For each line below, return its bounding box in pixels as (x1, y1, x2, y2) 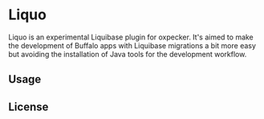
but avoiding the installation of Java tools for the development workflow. (8, 49, 247, 59)
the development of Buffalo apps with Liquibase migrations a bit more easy (8, 40, 257, 50)
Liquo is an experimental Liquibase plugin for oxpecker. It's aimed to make (8, 32, 254, 42)
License (8, 100, 49, 113)
